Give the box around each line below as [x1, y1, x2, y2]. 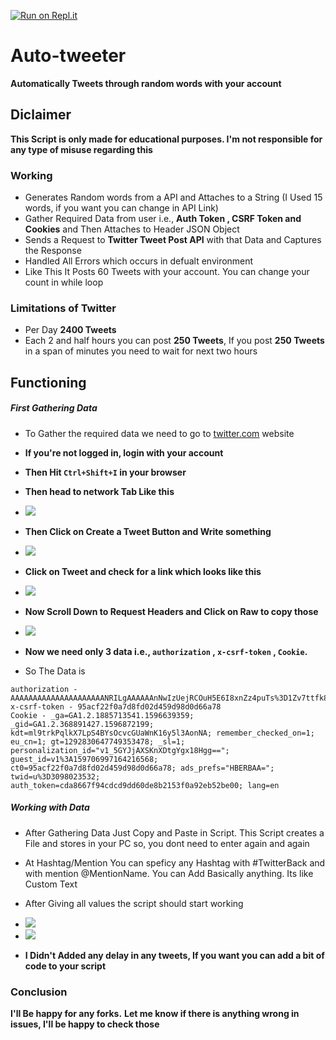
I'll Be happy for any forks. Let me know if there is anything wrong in [10, 1007, 300, 1019]
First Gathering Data [10, 402, 98, 414]
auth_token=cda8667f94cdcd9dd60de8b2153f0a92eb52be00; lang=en [10, 780, 280, 790]
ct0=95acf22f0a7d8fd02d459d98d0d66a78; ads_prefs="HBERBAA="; [10, 763, 275, 773]
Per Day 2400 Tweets [24, 324, 117, 336]
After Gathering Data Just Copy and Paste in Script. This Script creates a [24, 826, 325, 839]
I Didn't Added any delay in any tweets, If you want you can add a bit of [24, 949, 325, 961]
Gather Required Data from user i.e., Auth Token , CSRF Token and [24, 213, 302, 225]
